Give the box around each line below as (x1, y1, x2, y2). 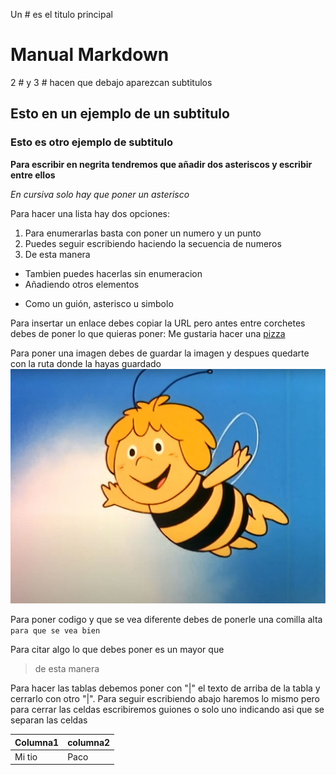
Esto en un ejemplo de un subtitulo (10, 105, 230, 123)
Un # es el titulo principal (10, 9, 113, 20)
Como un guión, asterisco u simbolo (24, 297, 174, 309)
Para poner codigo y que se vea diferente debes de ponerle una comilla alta (10, 614, 323, 626)
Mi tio (14, 750, 38, 763)
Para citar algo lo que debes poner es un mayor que (10, 644, 225, 656)
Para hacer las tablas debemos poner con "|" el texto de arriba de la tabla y (10, 682, 321, 694)
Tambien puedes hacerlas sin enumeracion (24, 267, 203, 279)
